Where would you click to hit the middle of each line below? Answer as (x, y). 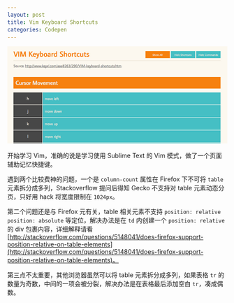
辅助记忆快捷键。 (32, 164)
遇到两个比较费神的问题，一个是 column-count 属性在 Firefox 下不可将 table (115, 179)
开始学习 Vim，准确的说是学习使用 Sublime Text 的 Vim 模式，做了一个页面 (115, 156)
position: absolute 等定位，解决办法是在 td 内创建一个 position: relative (116, 220)
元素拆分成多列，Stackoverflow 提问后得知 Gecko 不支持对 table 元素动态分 (116, 188)
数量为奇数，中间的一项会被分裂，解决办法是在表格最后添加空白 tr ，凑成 (112, 284)
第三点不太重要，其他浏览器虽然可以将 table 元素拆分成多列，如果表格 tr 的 (116, 275)
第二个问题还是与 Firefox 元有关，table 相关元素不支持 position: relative (114, 212)
